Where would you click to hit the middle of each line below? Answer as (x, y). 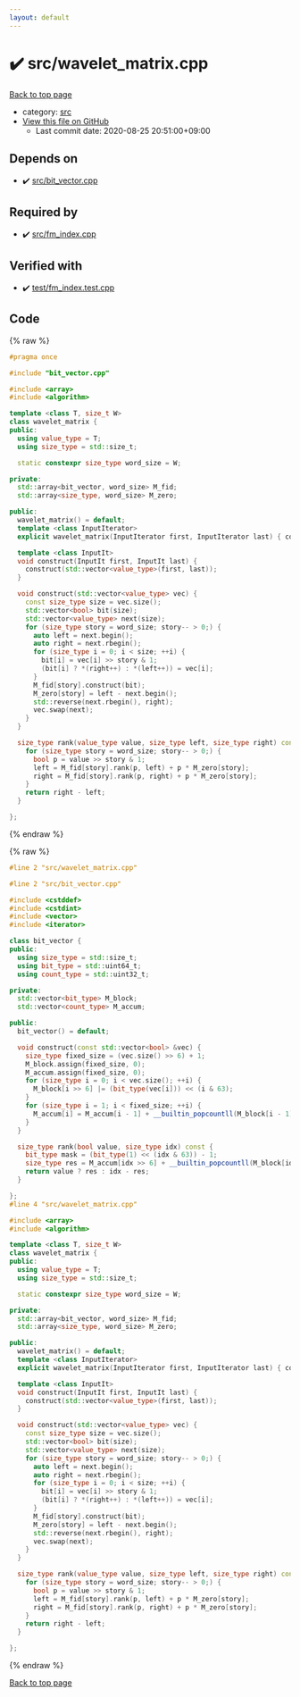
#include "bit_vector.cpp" (59, 373)
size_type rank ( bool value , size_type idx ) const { (116, 1147)
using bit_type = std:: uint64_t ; (79, 966)
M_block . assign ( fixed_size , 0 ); (85, 1064)
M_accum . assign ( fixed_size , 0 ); (85, 1073)
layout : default (39, 17)
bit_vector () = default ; (63, 1032)
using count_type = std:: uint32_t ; (83, 974)
